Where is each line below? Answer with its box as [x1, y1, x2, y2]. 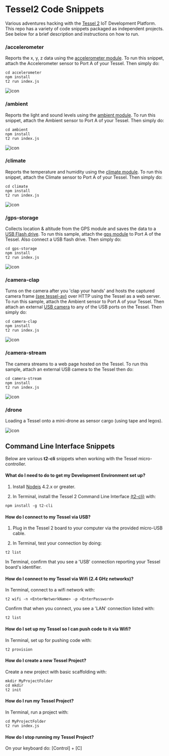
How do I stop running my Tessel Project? [5, 734, 94, 740]
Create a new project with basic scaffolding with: [5, 669, 107, 675]
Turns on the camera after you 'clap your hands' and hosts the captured [5, 288, 155, 294]
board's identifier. [5, 564, 42, 570]
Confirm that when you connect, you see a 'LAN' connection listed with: [5, 606, 155, 612]
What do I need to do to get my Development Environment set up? [5, 472, 146, 478]
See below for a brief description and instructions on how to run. [5, 31, 140, 37]
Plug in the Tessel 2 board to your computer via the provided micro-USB [12, 525, 163, 531]
